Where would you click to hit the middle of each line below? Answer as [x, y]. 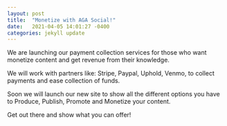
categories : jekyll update [46, 33]
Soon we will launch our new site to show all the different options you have [113, 94]
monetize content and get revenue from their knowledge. [88, 60]
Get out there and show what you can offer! [69, 115]
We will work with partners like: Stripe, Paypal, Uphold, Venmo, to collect [111, 73]
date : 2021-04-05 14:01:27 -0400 [58, 26]
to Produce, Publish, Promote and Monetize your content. [89, 102]
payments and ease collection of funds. [64, 81]
